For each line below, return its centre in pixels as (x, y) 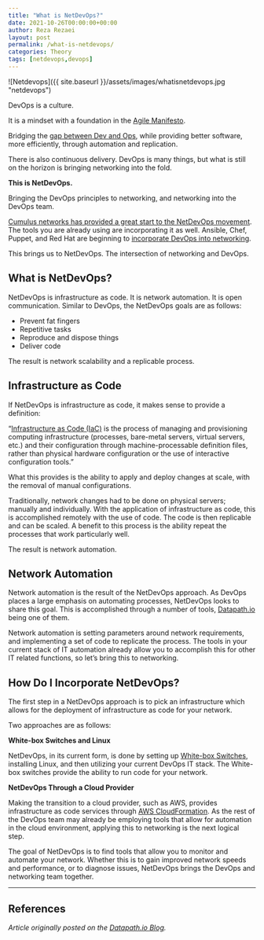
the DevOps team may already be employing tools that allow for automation (130, 820)
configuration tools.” (41, 461)
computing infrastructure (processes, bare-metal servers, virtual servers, (126, 436)
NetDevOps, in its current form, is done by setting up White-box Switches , (128, 756)
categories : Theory (40, 52)
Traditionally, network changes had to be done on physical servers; (117, 501)
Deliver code (40, 346)
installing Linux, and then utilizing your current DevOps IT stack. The (119, 764)
